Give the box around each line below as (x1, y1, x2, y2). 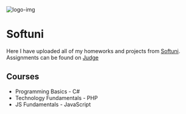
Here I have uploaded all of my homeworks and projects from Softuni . (6, 47, 181, 54)
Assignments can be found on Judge (6, 54, 99, 61)
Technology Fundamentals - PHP (15, 94, 98, 101)
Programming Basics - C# (15, 88, 80, 95)
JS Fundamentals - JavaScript (15, 101, 91, 108)
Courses (6, 71, 40, 82)
